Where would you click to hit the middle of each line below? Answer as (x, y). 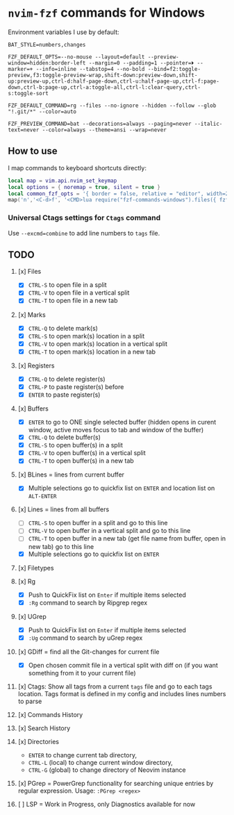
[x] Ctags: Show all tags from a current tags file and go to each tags (115, 686)
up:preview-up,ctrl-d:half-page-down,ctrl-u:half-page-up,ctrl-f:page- (114, 81)
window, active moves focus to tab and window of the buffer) (116, 430)
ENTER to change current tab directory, (83, 755)
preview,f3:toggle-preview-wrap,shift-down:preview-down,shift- (103, 75)
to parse (30, 701)
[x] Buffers (33, 409)
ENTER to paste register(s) (64, 395)
